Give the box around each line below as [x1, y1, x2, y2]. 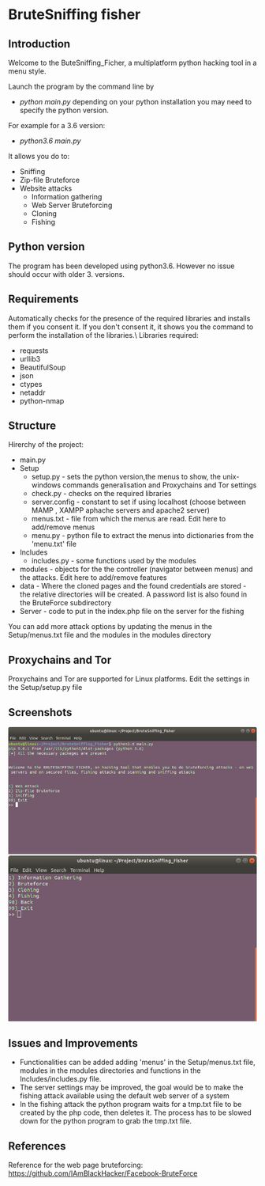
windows [31, 480, 62, 490]
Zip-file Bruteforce [19, 176, 80, 184]
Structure [8, 419, 57, 433]
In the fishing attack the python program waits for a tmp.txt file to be [19, 1100, 242, 1109]
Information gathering [31, 192, 103, 201]
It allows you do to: [8, 152, 70, 161]
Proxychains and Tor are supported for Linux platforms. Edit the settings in [8, 674, 250, 684]
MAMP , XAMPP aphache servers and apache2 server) [31, 506, 211, 515]
